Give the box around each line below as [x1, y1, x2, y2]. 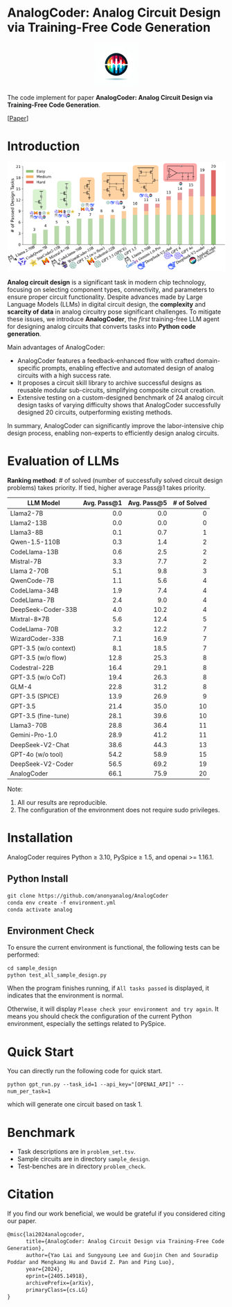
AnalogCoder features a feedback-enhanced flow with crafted [17, 356, 195, 365]
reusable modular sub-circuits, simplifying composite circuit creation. [17, 386, 216, 394]
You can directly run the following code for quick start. [7, 1067, 163, 1075]
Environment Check [7, 925, 95, 937]
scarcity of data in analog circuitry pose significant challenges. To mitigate [7, 307, 222, 316]
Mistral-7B [10, 557, 42, 565]
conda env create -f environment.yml [7, 899, 116, 906]
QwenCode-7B [10, 576, 55, 585]
